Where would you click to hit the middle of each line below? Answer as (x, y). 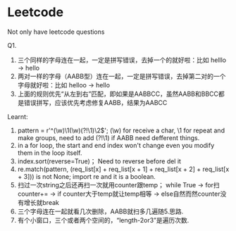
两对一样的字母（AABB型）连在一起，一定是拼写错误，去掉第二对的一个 (122, 76)
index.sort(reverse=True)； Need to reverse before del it (99, 161)
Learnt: (18, 116)
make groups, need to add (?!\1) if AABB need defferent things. (108, 137)
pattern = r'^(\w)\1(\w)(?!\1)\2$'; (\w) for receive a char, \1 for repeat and (121, 130)
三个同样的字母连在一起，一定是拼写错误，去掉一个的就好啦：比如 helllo (122, 60)
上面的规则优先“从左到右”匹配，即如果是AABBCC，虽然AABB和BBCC (118, 94)
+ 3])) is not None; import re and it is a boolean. (87, 176)
